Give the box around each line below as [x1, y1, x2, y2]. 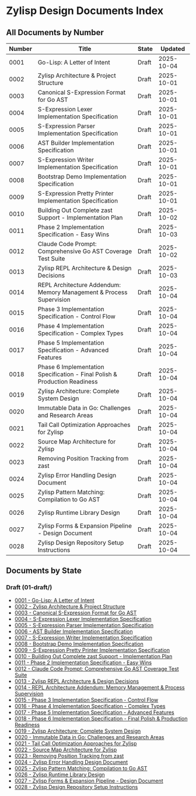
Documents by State [6, 566, 82, 576]
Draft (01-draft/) [6, 583, 52, 592]
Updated [160, 45, 185, 53]
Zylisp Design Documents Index [6, 4, 164, 18]
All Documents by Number [6, 28, 104, 37]
